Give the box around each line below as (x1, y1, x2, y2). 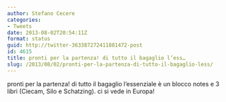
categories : (7, 16, 41, 23)
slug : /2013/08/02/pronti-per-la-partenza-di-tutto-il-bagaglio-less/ (7, 61, 214, 68)
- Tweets (7, 23, 32, 29)
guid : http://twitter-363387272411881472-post (7, 42, 143, 49)
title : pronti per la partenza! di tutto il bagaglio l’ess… (7, 55, 186, 62)
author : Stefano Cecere (7, 10, 76, 17)
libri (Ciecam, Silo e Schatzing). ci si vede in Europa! (7, 87, 155, 95)
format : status (7, 36, 51, 42)
